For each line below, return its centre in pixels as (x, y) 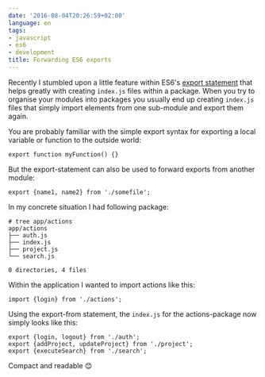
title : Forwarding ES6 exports (60, 60)
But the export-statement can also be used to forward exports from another (132, 169)
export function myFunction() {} (63, 154)
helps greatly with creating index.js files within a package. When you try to (132, 90)
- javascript (30, 38)
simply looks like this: (43, 322)
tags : (17, 30)
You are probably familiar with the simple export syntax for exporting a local (132, 131)
